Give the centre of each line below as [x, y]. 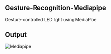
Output [16, 35]
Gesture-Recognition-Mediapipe [55, 8]
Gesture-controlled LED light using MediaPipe [51, 19]
